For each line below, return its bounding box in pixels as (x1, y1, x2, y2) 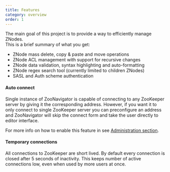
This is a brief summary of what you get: (5, 42, 90, 48)
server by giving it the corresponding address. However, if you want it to (5, 101, 157, 107)
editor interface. (5, 117, 39, 123)
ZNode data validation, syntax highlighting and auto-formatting (12, 62, 145, 68)
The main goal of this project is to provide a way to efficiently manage (5, 31, 152, 37)
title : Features (5, 7, 40, 13)
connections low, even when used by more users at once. (5, 161, 126, 167)
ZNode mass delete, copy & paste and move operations (12, 51, 129, 57)
